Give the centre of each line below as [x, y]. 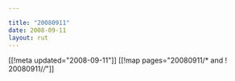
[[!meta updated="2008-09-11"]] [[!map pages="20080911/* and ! [118, 60]
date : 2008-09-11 [37, 30]
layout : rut [28, 38]
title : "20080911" [39, 22]
